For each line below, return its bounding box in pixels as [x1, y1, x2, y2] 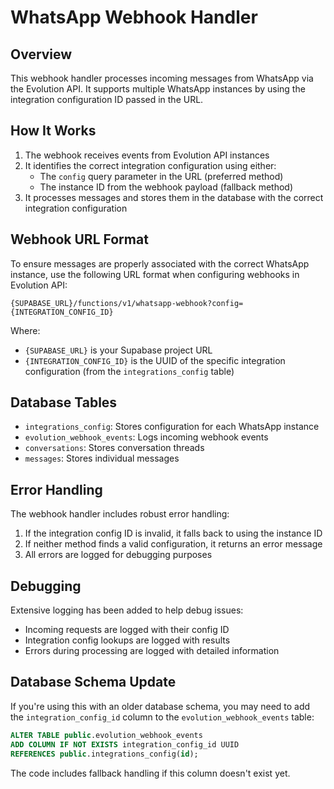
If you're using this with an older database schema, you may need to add [10, 700, 311, 712]
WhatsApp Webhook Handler [10, 6, 258, 29]
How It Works [10, 122, 97, 140]
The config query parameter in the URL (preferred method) [39, 170, 284, 182]
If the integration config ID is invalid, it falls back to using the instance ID [24, 527, 323, 540]
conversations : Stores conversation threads [24, 442, 205, 454]
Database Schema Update [10, 674, 177, 691]
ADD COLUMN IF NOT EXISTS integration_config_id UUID [10, 739, 240, 750]
